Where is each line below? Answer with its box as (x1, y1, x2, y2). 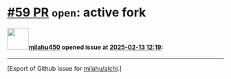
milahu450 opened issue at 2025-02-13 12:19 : (28, 43, 164, 51)
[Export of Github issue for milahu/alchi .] (7, 65, 122, 73)
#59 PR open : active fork (7, 5, 146, 20)
